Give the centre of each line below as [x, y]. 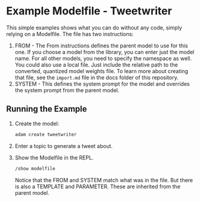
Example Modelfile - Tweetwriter [89, 11]
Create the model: [37, 123]
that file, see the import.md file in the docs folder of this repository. [97, 77]
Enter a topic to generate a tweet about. [64, 146]
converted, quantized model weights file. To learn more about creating [101, 71]
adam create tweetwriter [46, 134]
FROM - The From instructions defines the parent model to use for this [101, 46]
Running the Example [47, 109]
